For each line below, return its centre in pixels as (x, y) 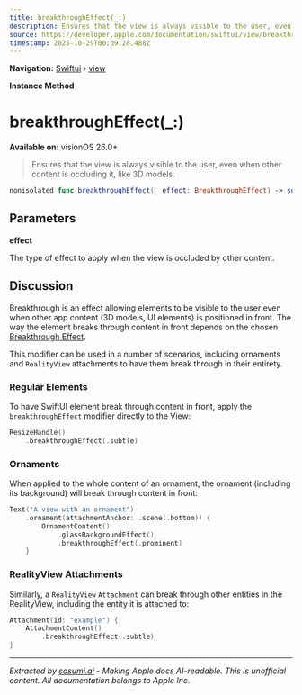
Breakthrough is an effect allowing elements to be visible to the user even (145, 308)
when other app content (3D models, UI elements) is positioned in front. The (151, 317)
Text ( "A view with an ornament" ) (72, 510)
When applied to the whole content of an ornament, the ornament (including (150, 483)
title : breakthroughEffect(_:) (68, 18)
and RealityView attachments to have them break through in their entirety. (146, 363)
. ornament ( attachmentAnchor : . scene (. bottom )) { (118, 518)
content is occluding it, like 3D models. (103, 174)
